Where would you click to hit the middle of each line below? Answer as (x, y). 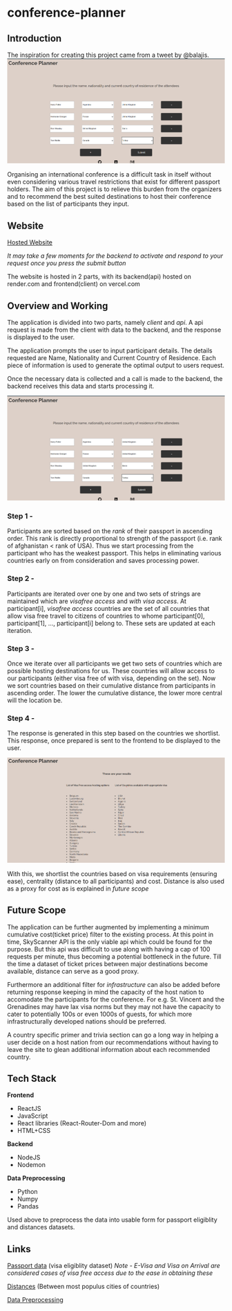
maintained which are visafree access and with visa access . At (97, 601)
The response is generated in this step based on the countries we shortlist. (114, 733)
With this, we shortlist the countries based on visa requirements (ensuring (112, 873)
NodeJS (29, 1157)
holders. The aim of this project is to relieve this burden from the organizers (115, 189)
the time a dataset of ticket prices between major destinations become (108, 963)
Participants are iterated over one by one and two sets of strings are (104, 594)
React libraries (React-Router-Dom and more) (82, 1123)
